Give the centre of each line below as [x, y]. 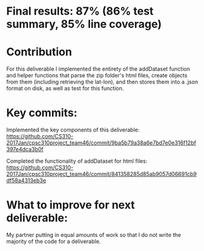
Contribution [39, 52]
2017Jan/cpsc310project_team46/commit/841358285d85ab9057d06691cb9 [101, 174]
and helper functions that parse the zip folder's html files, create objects [97, 76]
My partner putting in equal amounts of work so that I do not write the [94, 235]
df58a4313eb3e [26, 180]
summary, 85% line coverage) [84, 24]
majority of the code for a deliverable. [54, 241]
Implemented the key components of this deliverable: [73, 130]
